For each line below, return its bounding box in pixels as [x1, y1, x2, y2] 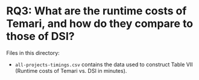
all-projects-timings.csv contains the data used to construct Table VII [14, 61, 193, 68]
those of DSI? [6, 30, 75, 43]
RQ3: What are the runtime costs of [6, 4, 187, 18]
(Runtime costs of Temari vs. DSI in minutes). [14, 67, 127, 74]
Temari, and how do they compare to [6, 17, 194, 30]
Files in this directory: [6, 49, 60, 56]
